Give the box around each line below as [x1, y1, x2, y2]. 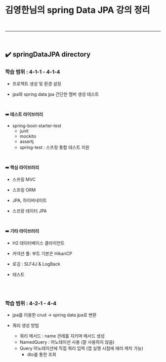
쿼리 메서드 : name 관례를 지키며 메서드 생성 [19, 333, 105, 339]
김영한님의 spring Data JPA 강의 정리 [5, 4, 150, 16]
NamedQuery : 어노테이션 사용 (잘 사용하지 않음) [19, 339, 115, 345]
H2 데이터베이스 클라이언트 [12, 240, 65, 246]
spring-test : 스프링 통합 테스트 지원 [19, 144, 90, 150]
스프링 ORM [12, 187, 36, 193]
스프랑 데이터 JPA [12, 208, 47, 214]
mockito [19, 133, 37, 139]
